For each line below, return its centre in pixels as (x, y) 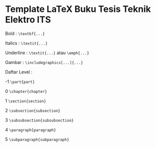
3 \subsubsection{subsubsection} (39, 120)
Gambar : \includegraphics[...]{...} (44, 62)
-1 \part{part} (20, 81)
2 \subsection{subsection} (33, 110)
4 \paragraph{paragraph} (31, 130)
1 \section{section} (26, 101)
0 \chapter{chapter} (26, 91)
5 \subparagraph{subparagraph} (37, 139)
